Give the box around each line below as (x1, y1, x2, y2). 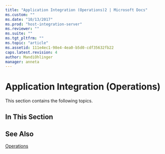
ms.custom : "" (5, 12, 35, 17)
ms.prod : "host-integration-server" (5, 21, 82, 27)
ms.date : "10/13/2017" (5, 17, 53, 22)
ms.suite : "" (5, 31, 33, 36)
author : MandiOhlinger (5, 54, 53, 60)
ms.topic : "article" (5, 41, 49, 46)
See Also (5, 130, 34, 138)
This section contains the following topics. (5, 98, 93, 104)
